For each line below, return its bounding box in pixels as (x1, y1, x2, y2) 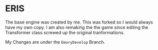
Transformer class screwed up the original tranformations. (5, 29, 125, 35)
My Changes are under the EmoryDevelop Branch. (5, 39, 106, 45)
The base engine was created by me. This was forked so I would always (5, 19, 153, 25)
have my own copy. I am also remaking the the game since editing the (5, 24, 149, 30)
